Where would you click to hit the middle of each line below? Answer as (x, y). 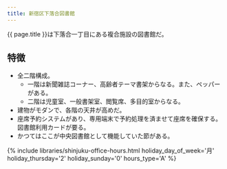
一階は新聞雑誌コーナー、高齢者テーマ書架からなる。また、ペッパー (124, 84)
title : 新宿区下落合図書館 (41, 13)
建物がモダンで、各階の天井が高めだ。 (71, 110)
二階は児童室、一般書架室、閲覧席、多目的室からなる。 (106, 101)
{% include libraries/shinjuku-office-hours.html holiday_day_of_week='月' (111, 151)
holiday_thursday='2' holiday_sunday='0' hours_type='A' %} (92, 159)
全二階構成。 (35, 76)
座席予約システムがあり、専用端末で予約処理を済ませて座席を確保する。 (119, 119)
